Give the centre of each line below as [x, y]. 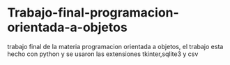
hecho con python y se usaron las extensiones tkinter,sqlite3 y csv [103, 54]
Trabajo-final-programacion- [93, 13]
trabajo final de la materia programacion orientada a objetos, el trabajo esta [115, 46]
